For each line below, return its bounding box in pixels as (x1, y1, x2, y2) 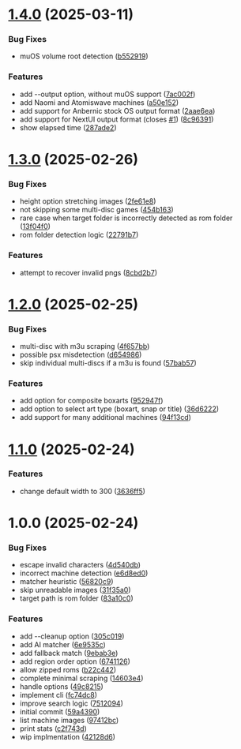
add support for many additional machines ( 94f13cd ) (19, 413, 192, 422)
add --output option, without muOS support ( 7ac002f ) (19, 89, 196, 99)
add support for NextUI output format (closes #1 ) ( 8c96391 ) (19, 114, 214, 124)
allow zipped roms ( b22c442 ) (19, 665, 117, 674)
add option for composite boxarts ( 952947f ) (19, 396, 164, 406)
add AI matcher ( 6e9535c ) (19, 639, 107, 649)
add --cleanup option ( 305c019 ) (19, 631, 125, 641)
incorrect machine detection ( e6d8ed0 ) (19, 568, 149, 578)
